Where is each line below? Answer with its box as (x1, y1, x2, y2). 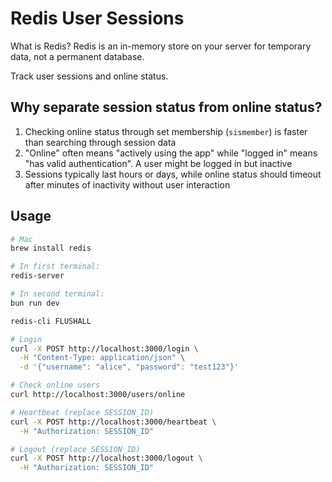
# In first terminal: (10, 262, 101, 272)
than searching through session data (24, 136, 177, 148)
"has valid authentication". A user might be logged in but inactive (24, 157, 293, 169)
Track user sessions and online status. (10, 70, 169, 82)
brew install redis (10, 243, 92, 254)
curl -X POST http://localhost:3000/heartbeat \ (10, 417, 217, 427)
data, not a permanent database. (10, 50, 145, 62)
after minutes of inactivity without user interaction (24, 178, 231, 191)
